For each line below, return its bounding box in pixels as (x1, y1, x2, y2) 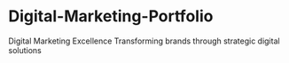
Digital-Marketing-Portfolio (8, 6, 214, 27)
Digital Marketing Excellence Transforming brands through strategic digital (8, 35, 280, 46)
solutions (8, 44, 42, 55)
